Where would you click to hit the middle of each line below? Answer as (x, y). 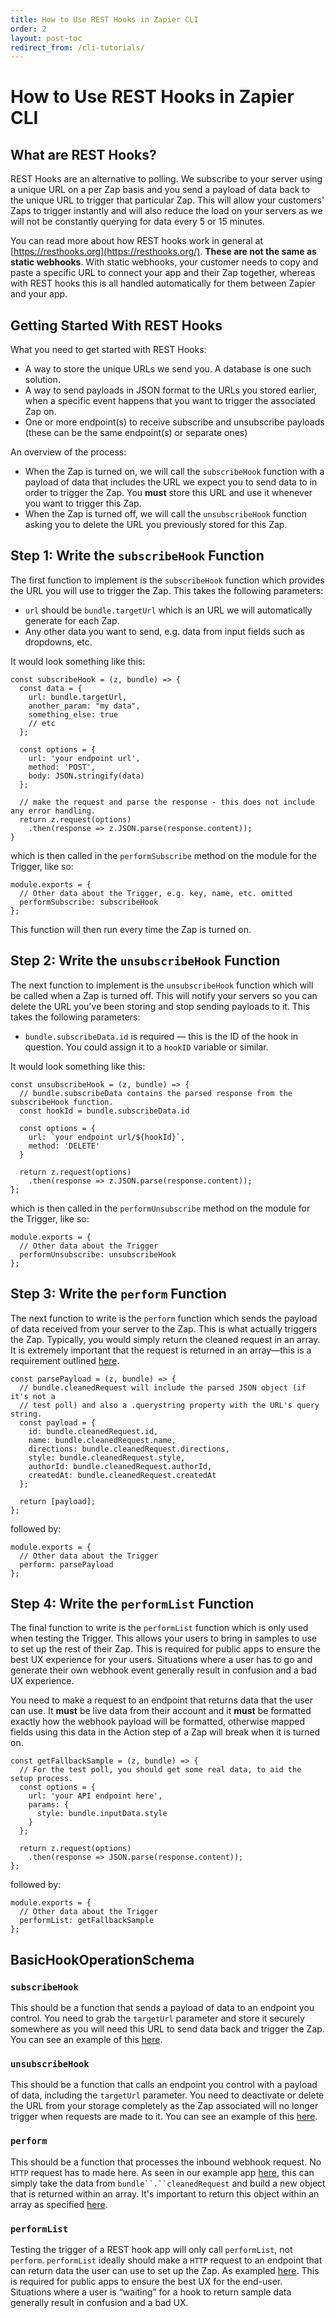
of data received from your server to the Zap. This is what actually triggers (164, 1328)
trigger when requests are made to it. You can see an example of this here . (164, 2117)
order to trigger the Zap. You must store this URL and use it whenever (168, 493)
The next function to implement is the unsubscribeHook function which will (162, 985)
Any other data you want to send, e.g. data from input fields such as (164, 631)
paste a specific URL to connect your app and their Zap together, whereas (163, 273)
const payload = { (58, 1422)
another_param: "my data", (84, 706)
